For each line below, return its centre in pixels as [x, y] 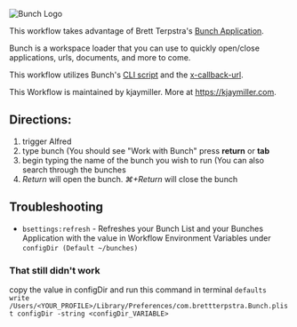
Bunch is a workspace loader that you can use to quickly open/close [135, 48]
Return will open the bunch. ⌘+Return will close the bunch [130, 179]
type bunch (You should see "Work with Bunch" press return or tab [146, 150]
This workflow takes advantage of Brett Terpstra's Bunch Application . [136, 31]
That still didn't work [55, 270]
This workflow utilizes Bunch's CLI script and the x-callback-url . [127, 75]
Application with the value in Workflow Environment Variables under [146, 238]
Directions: [40, 120]
